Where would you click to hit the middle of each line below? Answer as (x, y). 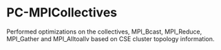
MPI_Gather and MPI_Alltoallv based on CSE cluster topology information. (110, 38)
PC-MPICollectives (62, 13)
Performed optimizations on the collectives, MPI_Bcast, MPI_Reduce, (104, 32)
